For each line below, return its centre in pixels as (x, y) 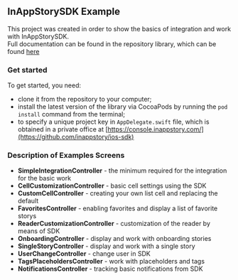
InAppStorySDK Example (64, 12)
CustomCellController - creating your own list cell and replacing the (118, 193)
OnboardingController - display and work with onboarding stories (114, 239)
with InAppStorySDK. (38, 36)
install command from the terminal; (71, 114)
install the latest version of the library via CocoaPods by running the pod (123, 107)
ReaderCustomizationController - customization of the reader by (114, 224)
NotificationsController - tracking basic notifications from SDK (110, 269)
